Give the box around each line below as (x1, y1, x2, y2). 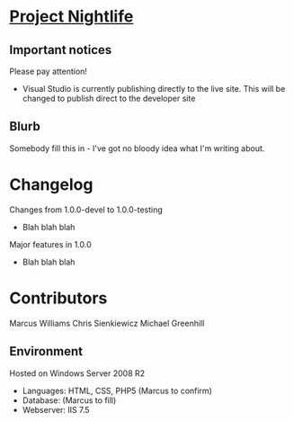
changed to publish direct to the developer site (22, 93, 196, 103)
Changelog (9, 175, 94, 194)
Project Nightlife (9, 6, 134, 27)
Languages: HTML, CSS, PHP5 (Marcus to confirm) (22, 385, 213, 396)
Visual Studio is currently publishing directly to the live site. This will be (22, 84, 286, 94)
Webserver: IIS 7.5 (22, 404, 90, 415)
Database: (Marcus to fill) (22, 394, 117, 406)
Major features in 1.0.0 (9, 238, 92, 249)
